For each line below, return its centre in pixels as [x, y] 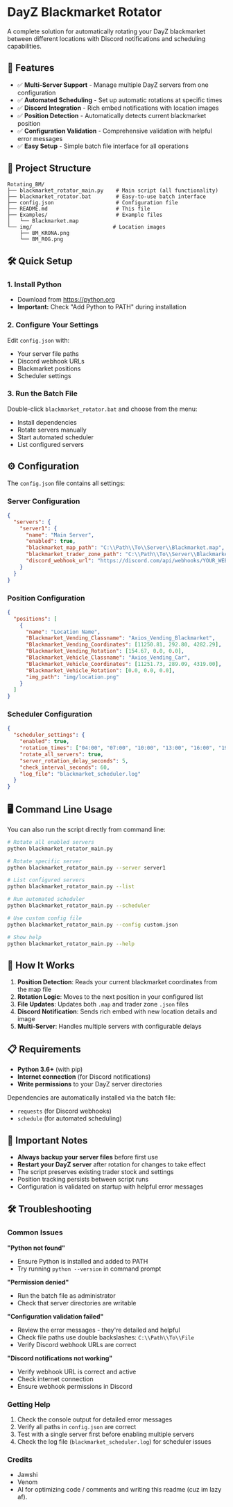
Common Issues [35, 1232]
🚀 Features [31, 68]
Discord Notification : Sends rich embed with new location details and [117, 1011]
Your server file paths [48, 353]
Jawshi [27, 1475]
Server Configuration [44, 501]
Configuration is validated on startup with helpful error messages [110, 1187]
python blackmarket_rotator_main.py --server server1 [87, 867]
